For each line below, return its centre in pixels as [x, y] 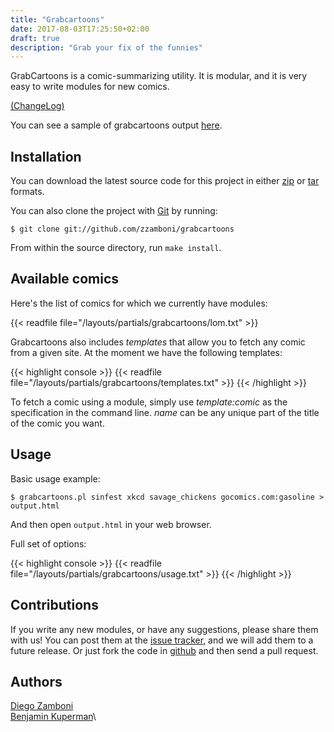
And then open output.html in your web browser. [111, 524]
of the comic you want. [57, 423]
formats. [27, 192]
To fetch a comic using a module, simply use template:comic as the [149, 402]
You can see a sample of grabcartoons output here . [116, 125]
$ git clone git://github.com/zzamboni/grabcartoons [122, 229]
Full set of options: [48, 543]
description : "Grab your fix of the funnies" [106, 47]
